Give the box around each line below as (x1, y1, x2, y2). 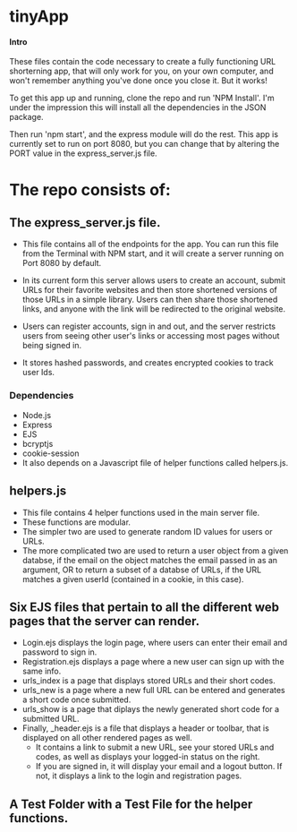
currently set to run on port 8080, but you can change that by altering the (9, 139, 280, 150)
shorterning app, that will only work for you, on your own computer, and (9, 65, 275, 77)
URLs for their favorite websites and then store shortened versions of (21, 285, 277, 296)
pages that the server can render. (9, 613, 199, 629)
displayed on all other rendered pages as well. (21, 733, 192, 743)
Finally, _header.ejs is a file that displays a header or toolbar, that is (21, 723, 270, 733)
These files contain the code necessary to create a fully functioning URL (9, 56, 276, 67)
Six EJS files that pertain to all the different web (9, 599, 280, 614)
